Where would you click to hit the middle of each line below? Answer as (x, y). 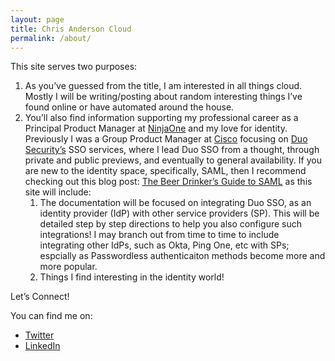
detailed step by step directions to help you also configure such (171, 224)
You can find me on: (51, 316)
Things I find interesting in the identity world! (132, 277)
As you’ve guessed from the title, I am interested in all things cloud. (163, 86)
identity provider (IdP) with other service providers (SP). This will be (179, 213)
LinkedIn (42, 346)
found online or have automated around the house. (129, 107)
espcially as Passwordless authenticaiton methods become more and (182, 256)
